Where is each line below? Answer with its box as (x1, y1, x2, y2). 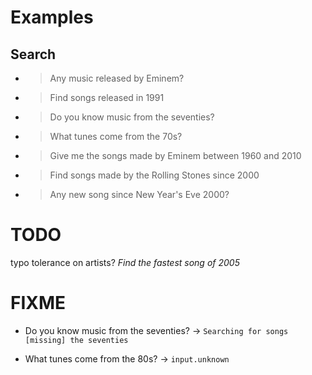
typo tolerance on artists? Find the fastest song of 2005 (10, 256, 240, 268)
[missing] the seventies (24, 335, 129, 345)
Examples (10, 6, 94, 29)
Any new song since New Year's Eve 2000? (49, 189, 230, 200)
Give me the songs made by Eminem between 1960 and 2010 (49, 150, 302, 161)
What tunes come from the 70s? (49, 131, 183, 142)
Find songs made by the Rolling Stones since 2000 (49, 169, 260, 181)
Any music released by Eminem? (49, 72, 185, 84)
